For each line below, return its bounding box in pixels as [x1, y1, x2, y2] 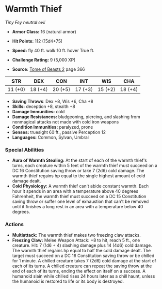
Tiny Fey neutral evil [5, 19, 46, 25]
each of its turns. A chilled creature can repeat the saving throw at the [12, 263, 152, 269]
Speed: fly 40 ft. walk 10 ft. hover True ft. [12, 47, 95, 53]
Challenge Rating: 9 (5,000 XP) [12, 57, 76, 62]
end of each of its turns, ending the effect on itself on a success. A [12, 268, 146, 274]
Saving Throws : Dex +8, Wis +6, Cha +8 [12, 98, 94, 104]
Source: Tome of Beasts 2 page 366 [12, 66, 85, 72]
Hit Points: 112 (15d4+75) [12, 38, 63, 44]
